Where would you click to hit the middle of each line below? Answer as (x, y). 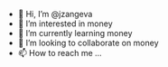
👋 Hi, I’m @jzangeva (55, 14)
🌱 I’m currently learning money (75, 33)
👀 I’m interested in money (65, 24)
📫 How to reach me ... (60, 53)
